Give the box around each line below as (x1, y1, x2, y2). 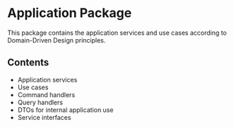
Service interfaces (17, 113, 71, 121)
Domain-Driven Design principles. (7, 35, 106, 44)
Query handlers (17, 98, 64, 106)
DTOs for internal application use (17, 105, 114, 114)
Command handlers (17, 90, 76, 99)
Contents (7, 57, 49, 69)
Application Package (7, 5, 132, 21)
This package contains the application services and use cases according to (7, 28, 228, 37)
